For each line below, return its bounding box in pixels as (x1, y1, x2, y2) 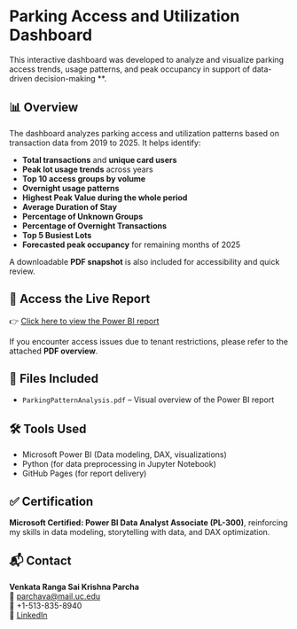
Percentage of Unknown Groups (21, 211, 144, 221)
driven (9, 73, 33, 83)
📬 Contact (9, 554, 72, 569)
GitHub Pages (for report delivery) (21, 468, 147, 479)
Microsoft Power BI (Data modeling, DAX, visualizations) (21, 449, 228, 460)
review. (9, 266, 35, 276)
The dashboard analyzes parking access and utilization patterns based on (9, 128, 280, 138)
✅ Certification (9, 493, 94, 509)
